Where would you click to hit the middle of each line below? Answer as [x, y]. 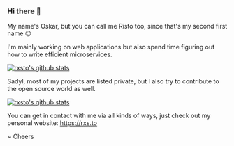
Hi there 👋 [24, 11]
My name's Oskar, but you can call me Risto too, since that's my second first [117, 26]
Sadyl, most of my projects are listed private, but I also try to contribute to [113, 81]
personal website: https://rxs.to [52, 123]
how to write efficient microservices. [60, 54]
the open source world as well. [51, 89]
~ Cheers [21, 137]
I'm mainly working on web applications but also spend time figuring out [111, 47]
